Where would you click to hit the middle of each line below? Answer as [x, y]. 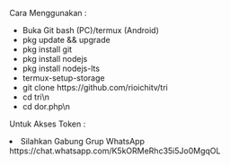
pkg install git [47, 49]
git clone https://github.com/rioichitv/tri [95, 87]
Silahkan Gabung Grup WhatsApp [83, 141]
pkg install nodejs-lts [61, 68]
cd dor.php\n [46, 106]
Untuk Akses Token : [48, 124]
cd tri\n [35, 97]
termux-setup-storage [63, 78]
